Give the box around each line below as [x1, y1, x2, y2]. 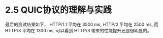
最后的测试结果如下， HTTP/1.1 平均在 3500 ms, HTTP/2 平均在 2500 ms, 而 [5, 21, 159, 27]
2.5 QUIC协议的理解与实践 [5, 4, 112, 16]
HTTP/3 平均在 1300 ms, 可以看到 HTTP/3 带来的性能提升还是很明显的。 [5, 27, 152, 33]
